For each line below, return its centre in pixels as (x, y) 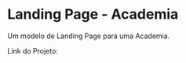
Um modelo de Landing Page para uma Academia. (89, 36)
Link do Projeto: (33, 51)
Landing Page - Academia (93, 14)
